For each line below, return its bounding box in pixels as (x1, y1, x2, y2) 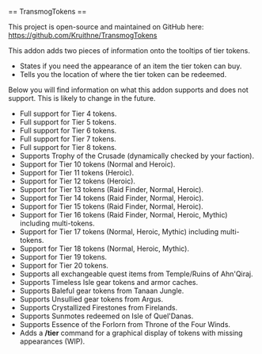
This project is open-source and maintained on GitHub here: (8, 22, 204, 31)
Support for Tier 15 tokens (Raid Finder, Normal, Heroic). (19, 202, 203, 211)
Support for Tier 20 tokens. (19, 261, 109, 270)
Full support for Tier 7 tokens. (19, 134, 116, 144)
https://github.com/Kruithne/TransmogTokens (8, 31, 158, 40)
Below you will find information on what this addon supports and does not (8, 85, 249, 94)
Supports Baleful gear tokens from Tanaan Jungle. (19, 286, 184, 295)
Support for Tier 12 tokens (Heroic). (19, 176, 136, 186)
